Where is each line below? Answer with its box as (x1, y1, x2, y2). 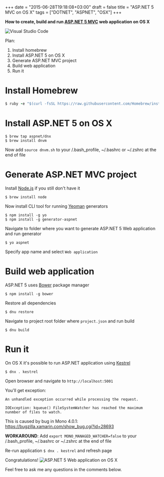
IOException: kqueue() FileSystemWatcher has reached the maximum (5, 405, 143, 410)
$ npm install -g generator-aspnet (5, 217, 78, 222)
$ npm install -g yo (5, 213, 47, 217)
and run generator (5, 231, 41, 237)
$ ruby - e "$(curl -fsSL (5, 101, 56, 106)
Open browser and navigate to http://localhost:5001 (5, 378, 113, 384)
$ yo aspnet (5, 240, 29, 245)
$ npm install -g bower (5, 291, 54, 296)
